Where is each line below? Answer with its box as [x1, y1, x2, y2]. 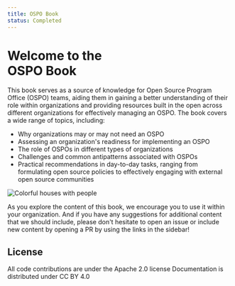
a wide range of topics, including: [7, 116, 105, 125]
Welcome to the [7, 48, 102, 64]
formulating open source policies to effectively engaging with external [17, 167, 223, 176]
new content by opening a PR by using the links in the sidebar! [7, 225, 190, 234]
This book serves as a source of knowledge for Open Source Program [7, 86, 212, 94]
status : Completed [7, 17, 62, 24]
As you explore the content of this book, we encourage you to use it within [7, 203, 225, 211]
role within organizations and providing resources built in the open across [7, 101, 222, 110]
